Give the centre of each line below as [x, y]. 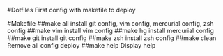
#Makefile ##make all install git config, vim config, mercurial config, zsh [110, 23]
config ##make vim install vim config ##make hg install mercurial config [111, 31]
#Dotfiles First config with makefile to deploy [71, 10]
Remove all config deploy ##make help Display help [82, 45]
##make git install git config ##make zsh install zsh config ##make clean [112, 38]
